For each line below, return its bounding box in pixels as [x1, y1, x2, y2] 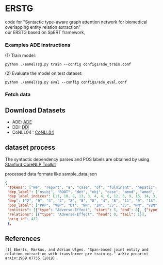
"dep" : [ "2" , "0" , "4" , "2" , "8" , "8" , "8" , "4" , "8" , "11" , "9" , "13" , [7, 198, 158, 203]
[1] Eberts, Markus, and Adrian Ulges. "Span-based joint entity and [5, 247, 149, 252]
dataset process [5, 143, 55, 152]
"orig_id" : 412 [7, 216, 38, 221]
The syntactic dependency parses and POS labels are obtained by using [5, 156, 149, 162]
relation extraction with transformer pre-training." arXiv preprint [5, 251, 149, 257]
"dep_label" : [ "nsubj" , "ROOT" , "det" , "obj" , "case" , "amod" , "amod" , [7, 189, 155, 194]
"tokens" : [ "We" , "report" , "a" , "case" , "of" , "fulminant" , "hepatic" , [7, 185, 158, 190]
